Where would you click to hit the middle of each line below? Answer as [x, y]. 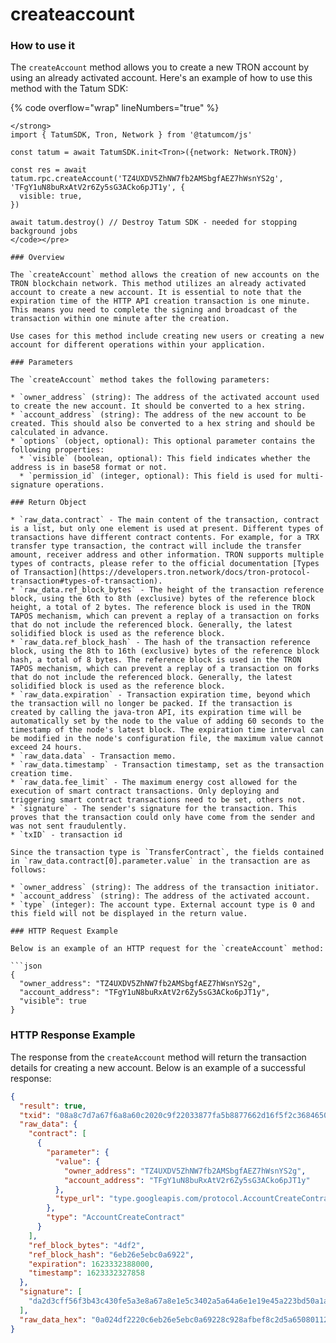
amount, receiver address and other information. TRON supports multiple [167, 555]
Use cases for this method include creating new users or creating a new [167, 336]
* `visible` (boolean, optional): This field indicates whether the [165, 459]
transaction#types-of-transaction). [86, 581]
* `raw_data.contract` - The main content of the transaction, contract [165, 520]
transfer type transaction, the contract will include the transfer [156, 546]
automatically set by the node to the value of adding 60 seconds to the [167, 721]
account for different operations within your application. [138, 345]
